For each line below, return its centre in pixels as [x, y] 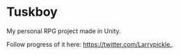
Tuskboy [32, 12]
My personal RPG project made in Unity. [64, 31]
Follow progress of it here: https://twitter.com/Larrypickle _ [90, 44]
